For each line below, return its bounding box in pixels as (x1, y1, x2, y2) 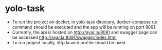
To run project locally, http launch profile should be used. (12, 39, 127, 45)
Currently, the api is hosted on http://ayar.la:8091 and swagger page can (12, 29, 158, 35)
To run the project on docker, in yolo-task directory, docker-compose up (12, 19, 157, 25)
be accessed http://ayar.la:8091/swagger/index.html (12, 34, 117, 40)
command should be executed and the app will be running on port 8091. (12, 24, 157, 30)
